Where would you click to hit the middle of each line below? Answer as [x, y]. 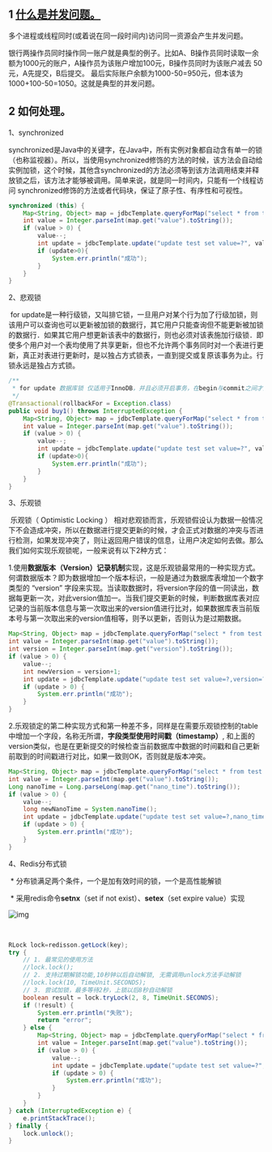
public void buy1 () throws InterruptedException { [96, 411]
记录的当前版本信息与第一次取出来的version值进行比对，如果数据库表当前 [131, 608]
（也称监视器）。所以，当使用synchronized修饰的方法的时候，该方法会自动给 [136, 160]
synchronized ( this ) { [47, 205]
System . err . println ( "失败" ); [85, 1012]
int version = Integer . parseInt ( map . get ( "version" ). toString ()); [121, 649]
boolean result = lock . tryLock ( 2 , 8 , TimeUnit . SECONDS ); [121, 997]
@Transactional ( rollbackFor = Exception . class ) [90, 403]
